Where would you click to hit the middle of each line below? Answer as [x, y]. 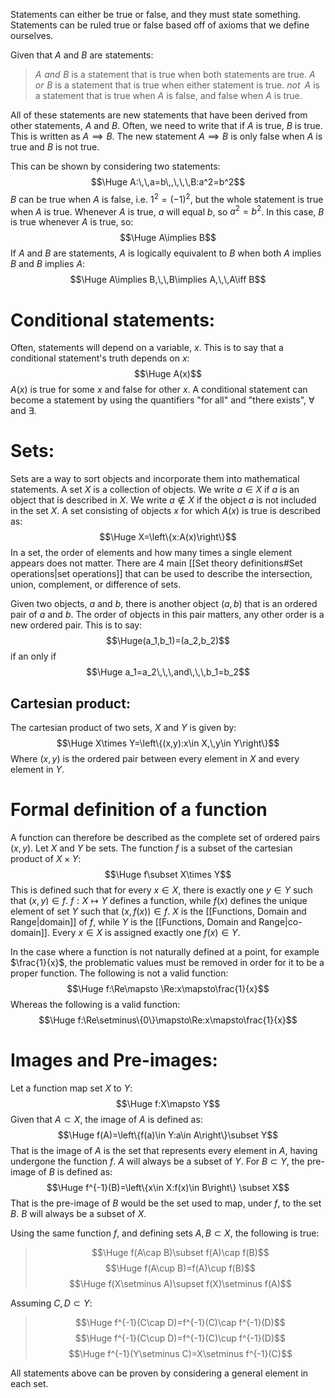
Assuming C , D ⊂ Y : [51, 1303]
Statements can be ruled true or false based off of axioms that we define [160, 25]
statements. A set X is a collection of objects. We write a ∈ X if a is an [155, 490]
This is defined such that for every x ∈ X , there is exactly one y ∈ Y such [161, 890]
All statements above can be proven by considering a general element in [159, 1373]
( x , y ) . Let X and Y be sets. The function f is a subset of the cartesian [151, 848]
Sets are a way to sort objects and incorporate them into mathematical [155, 479]
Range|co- [280, 921]
